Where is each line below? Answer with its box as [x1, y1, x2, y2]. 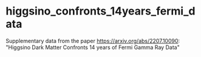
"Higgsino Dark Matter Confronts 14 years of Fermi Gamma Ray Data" [5, 44, 180, 51]
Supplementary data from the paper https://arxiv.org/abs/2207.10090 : [5, 37, 180, 44]
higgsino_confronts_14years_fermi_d [5, 4, 196, 18]
